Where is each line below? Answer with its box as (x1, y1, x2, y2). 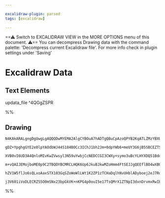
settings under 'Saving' (5, 50, 52, 56)
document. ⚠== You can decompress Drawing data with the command (5, 39, 149, 45)
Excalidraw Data (5, 67, 73, 78)
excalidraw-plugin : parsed (5, 11, 60, 16)
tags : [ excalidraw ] (5, 16, 45, 21)
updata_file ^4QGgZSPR (5, 99, 54, 105)
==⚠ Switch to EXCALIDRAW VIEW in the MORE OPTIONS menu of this (5, 34, 150, 40)
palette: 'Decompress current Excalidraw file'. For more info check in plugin (5, 44, 158, 50)
